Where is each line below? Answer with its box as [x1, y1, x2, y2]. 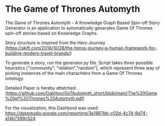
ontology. [5, 75, 25, 81]
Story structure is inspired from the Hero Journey [5, 39, 105, 45]
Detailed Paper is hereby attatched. [5, 85, 77, 91]
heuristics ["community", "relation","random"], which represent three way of [5, 65, 160, 71]
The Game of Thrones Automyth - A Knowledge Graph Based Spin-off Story [5, 20, 160, 26]
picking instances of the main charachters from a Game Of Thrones [5, 70, 142, 76]
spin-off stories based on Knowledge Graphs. [5, 30, 98, 36]
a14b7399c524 [5, 115, 36, 121]
